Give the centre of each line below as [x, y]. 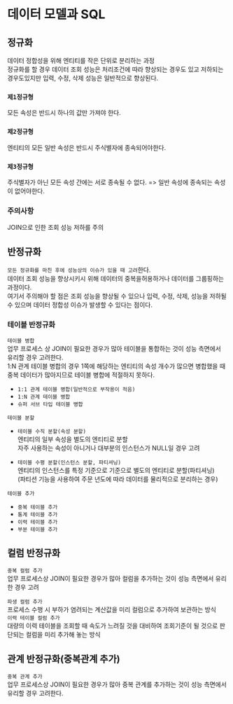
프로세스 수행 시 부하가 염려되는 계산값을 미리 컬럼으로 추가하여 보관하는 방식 [112, 609]
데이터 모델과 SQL [56, 14]
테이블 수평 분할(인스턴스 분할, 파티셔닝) [69, 463]
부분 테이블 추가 [37, 530]
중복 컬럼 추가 [25, 571]
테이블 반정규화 [31, 324]
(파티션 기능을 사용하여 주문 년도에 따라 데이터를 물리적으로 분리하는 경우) [118, 479]
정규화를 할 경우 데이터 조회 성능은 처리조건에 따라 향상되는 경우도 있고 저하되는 [115, 69]
